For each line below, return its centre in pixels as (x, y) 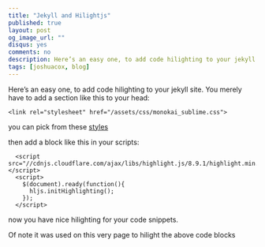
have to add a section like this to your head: (79, 97)
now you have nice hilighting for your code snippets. (93, 219)
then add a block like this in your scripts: (74, 142)
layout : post (30, 30)
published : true (35, 23)
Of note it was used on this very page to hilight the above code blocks (122, 234)
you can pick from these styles (58, 126)
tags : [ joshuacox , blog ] (49, 67)
